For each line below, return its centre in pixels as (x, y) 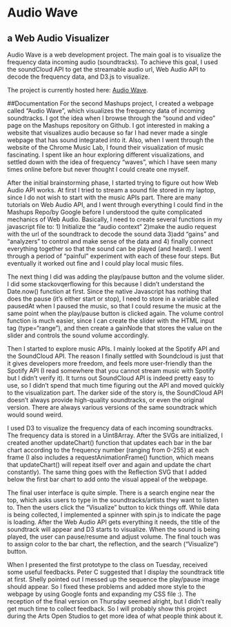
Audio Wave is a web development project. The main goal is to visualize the (114, 54)
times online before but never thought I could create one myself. (98, 169)
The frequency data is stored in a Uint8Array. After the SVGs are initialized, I (115, 435)
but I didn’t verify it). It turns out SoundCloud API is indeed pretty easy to (110, 378)
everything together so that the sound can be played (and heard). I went (110, 249)
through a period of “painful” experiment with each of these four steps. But (114, 256)
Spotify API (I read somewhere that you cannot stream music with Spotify (111, 371)
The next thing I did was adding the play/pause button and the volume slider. (116, 277)
